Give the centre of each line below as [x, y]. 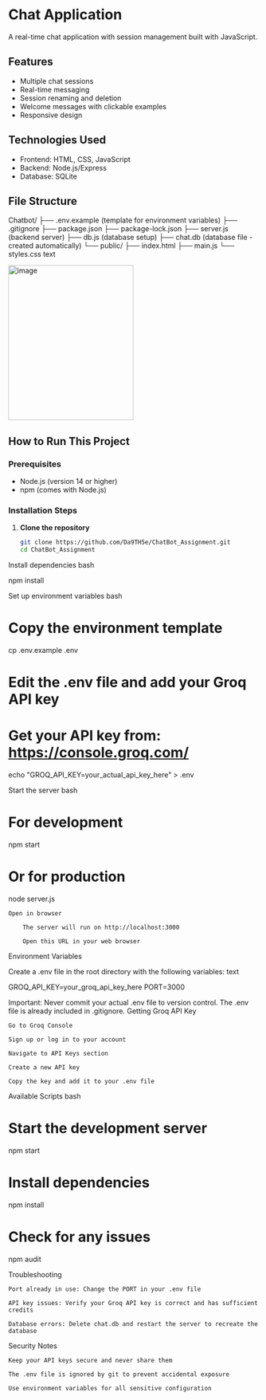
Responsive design [51, 115]
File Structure [43, 201]
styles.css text [32, 254]
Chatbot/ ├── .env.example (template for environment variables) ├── [123, 220]
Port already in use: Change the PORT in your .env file [105, 1289]
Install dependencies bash [51, 565]
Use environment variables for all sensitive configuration [110, 1388]
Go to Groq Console [41, 1026]
